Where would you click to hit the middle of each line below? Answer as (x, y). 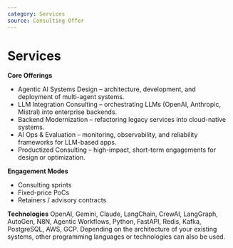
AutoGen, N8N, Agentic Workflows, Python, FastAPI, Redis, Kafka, (104, 222)
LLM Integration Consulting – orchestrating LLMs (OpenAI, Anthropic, (119, 105)
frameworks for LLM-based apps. (67, 143)
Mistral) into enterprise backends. (67, 112)
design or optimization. (51, 157)
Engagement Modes (38, 171)
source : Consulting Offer (46, 21)
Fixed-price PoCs (43, 192)
